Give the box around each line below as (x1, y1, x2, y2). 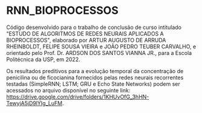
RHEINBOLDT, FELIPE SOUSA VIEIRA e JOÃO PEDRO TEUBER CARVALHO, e (6, 43, 197, 50)
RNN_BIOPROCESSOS (6, 4, 119, 18)
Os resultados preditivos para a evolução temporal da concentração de (6, 67, 184, 74)
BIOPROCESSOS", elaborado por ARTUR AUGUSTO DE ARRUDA (6, 36, 166, 44)
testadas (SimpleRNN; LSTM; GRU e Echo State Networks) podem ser (6, 80, 180, 88)
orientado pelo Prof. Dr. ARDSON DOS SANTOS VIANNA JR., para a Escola (6, 49, 192, 56)
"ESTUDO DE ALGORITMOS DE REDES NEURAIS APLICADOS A (6, 30, 165, 37)
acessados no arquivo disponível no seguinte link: (6, 86, 131, 94)
